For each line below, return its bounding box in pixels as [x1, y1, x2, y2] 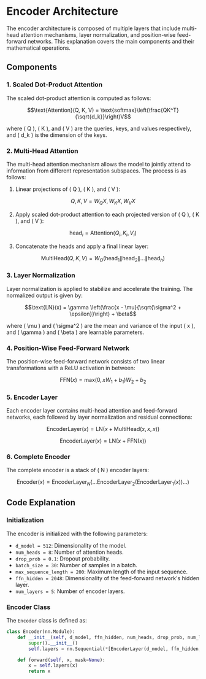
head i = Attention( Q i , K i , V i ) [69, 229, 137, 238]
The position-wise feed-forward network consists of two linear [6, 357, 165, 365]
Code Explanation [6, 497, 75, 508]
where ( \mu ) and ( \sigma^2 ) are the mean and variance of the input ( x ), [6, 322, 196, 329]
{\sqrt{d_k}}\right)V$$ [75, 112, 131, 120]
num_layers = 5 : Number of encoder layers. [15, 588, 125, 595]
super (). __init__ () [28, 640, 78, 646]
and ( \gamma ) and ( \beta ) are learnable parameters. [6, 328, 145, 336]
